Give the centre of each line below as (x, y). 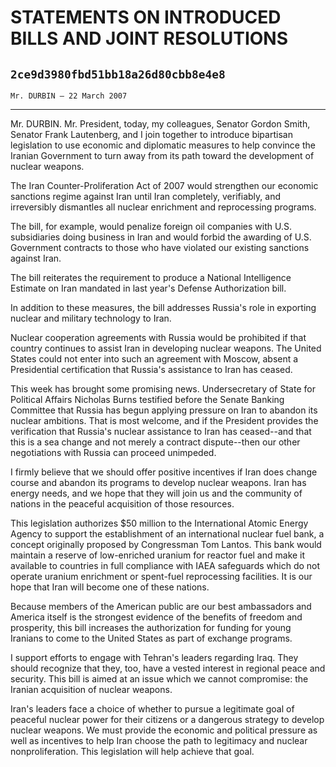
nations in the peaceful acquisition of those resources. (122, 504)
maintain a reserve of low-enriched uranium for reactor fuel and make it (158, 555)
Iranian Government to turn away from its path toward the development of (162, 155)
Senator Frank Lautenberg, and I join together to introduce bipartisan (151, 134)
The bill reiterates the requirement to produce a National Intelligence (151, 277)
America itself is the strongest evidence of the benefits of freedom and (156, 617)
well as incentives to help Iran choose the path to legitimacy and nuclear (159, 740)
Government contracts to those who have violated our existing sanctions (160, 247)
